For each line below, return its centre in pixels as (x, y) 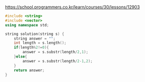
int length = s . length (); (40, 43)
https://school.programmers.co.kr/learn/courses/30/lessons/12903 (72, 7)
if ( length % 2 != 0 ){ (31, 48)
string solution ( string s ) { (35, 34)
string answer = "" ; (35, 39)
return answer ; (29, 70)
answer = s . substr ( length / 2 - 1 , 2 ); (58, 61)
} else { (21, 57)
